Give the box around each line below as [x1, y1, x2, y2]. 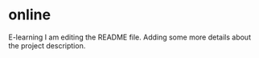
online [8, 6, 51, 24]
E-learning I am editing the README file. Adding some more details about [8, 32, 252, 42]
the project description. [8, 40, 86, 50]
